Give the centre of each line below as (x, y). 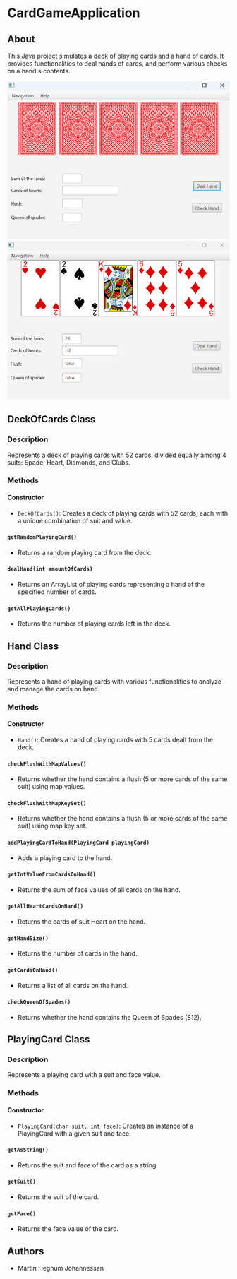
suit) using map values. (51, 787)
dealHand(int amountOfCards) (50, 569)
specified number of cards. (57, 592)
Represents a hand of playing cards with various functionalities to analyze (115, 681)
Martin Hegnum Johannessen (61, 1268)
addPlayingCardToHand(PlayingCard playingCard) (79, 843)
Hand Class (33, 646)
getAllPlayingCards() (39, 609)
